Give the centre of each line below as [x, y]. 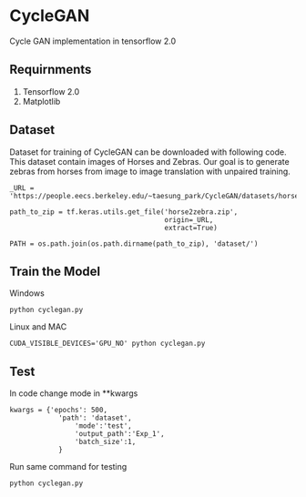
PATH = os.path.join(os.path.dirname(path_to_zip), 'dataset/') [134, 243]
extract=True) [191, 228]
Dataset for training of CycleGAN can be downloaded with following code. [148, 152]
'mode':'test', [103, 426]
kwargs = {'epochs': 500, [58, 411]
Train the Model [55, 271]
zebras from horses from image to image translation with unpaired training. [150, 171]
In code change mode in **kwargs [74, 393]
